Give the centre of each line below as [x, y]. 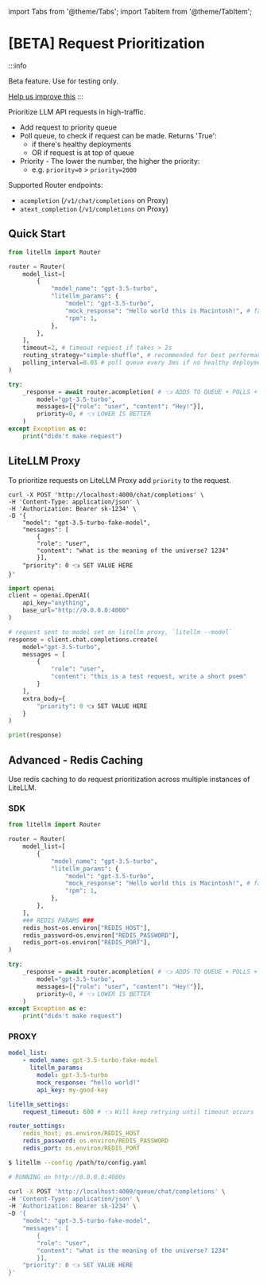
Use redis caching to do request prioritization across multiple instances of [129, 779]
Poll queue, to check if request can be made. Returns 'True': [118, 135]
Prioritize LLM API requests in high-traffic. [77, 111]
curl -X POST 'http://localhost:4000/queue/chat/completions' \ [117, 1191]
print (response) [35, 735]
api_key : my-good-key [73, 1090]
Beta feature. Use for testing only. [64, 81]
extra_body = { [44, 698]
